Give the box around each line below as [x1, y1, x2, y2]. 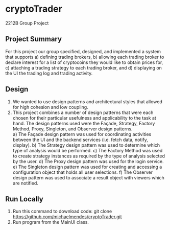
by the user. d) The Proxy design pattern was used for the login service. [12, 158, 164, 164]
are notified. [12, 180, 38, 186]
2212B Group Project [5, 20, 49, 26]
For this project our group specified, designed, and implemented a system [5, 48, 161, 54]
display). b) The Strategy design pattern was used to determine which [12, 142, 160, 148]
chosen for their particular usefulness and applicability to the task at [12, 114, 157, 121]
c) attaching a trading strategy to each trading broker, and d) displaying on [5, 64, 162, 71]
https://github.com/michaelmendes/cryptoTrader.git [12, 214, 122, 220]
